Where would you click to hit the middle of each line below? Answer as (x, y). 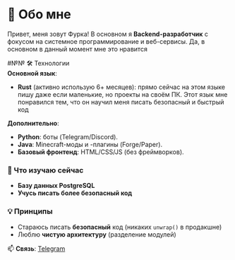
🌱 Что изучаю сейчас (46, 170)
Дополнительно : (33, 123)
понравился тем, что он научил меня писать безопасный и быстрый (121, 102)
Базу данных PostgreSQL (56, 186)
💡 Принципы (30, 211)
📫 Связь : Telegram (36, 248)
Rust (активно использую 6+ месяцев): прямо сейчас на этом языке (121, 87)
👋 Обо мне (40, 14)
